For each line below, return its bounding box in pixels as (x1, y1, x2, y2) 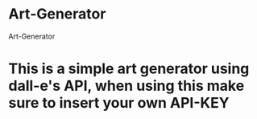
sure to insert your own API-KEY (8, 94, 230, 113)
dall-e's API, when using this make (8, 77, 245, 95)
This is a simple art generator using (8, 59, 250, 78)
